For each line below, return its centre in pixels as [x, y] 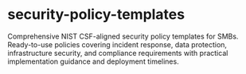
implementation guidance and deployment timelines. [94, 61]
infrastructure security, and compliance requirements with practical [118, 53]
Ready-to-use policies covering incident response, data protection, [117, 44]
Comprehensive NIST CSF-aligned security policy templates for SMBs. [123, 36]
